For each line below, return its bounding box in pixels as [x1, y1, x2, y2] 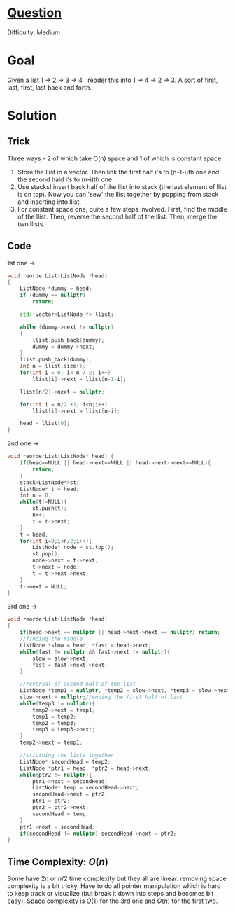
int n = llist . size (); [20, 363, 86, 370]
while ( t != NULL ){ [20, 499, 68, 506]
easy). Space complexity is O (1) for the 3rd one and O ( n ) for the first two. [7, 897, 218, 905]
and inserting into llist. [17, 198, 82, 206]
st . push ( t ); [32, 505, 68, 512]
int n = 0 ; [20, 492, 52, 499]
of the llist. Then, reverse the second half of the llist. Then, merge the [17, 212, 218, 221]
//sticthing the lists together [20, 752, 114, 759]
